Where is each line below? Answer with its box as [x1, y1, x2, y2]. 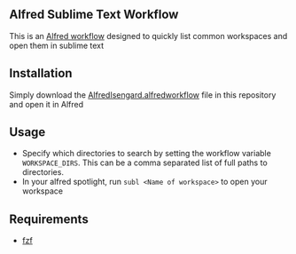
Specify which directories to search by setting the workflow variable [21, 148, 272, 159]
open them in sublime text [9, 40, 105, 51]
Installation [9, 66, 73, 81]
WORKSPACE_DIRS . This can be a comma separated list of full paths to [21, 157, 268, 168]
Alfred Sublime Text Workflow [9, 7, 179, 22]
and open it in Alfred [9, 99, 84, 109]
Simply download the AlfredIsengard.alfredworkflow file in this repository [9, 89, 277, 100]
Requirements [9, 211, 89, 226]
